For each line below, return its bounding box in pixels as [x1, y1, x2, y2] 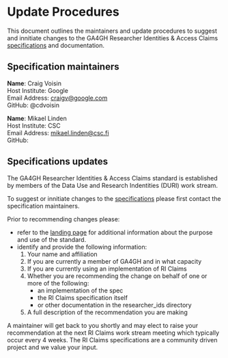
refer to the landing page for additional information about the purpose [16, 228, 213, 236]
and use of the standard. [16, 235, 87, 243]
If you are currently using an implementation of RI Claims [27, 264, 187, 273]
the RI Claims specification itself [37, 293, 128, 301]
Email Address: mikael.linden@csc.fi [7, 128, 109, 137]
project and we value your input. [7, 343, 98, 351]
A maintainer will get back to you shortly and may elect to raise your [7, 321, 199, 329]
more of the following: [27, 279, 89, 287]
